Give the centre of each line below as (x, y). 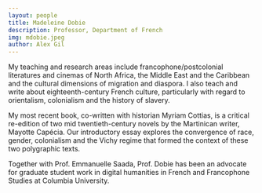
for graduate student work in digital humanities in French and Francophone (129, 173)
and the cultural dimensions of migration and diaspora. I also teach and (123, 84)
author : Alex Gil (36, 45)
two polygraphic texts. (44, 149)
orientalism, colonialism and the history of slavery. (89, 100)
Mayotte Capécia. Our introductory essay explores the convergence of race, (131, 132)
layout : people (33, 15)
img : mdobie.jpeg (36, 37)
